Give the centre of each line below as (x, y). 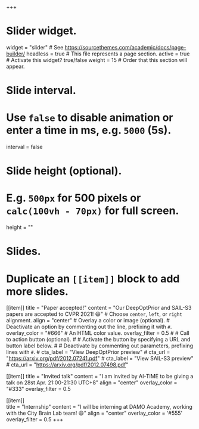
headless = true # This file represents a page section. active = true (108, 54)
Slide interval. (41, 91)
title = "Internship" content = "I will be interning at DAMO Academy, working (99, 407)
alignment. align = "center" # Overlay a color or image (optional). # (88, 321)
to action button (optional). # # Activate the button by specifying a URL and (98, 340)
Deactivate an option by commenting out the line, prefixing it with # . (89, 327)
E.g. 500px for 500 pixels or (74, 198)
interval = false (24, 147)
